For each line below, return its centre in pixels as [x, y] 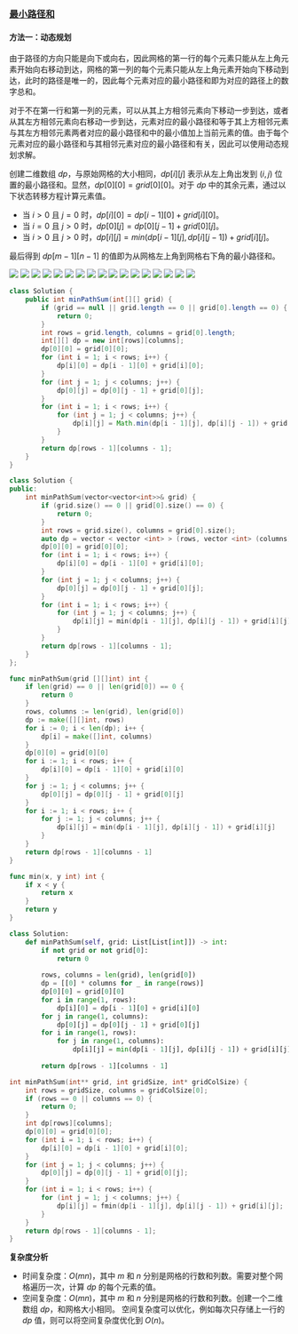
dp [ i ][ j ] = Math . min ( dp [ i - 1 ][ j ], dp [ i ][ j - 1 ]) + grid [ [182, 424]
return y [41, 910]
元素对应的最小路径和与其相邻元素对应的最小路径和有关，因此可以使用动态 [145, 144]
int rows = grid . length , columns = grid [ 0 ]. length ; [139, 332]
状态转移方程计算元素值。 [63, 196]
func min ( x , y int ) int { [57, 876]
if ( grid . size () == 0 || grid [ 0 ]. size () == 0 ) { [133, 506]
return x [57, 893]
